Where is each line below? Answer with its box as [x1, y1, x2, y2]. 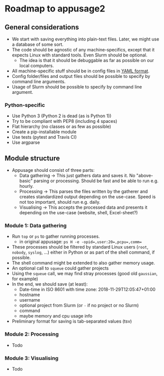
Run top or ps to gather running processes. [11, 233, 100, 240]
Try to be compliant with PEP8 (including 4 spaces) [11, 118, 118, 124]
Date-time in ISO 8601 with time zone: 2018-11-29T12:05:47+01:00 [19, 287, 156, 293]
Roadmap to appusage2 [4, 3, 106, 14]
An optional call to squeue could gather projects [11, 265, 109, 271]
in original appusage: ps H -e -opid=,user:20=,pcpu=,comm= [19, 239, 142, 245]
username [19, 297, 40, 303]
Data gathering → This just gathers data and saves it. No [19, 173, 136, 179]
